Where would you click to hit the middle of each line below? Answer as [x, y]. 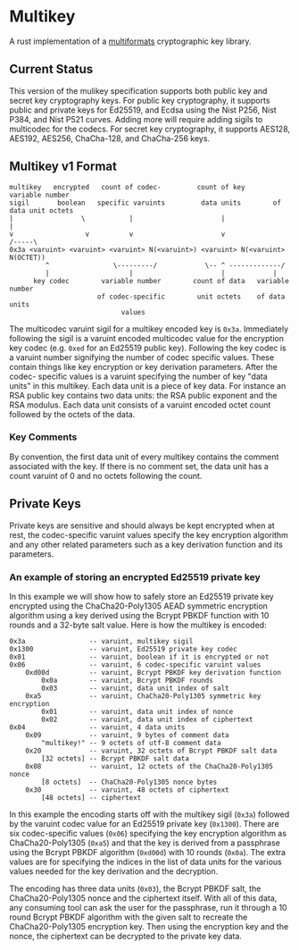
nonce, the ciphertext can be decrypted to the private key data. [126, 936]
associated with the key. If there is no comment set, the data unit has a [139, 466]
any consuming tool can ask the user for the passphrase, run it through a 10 [148, 907]
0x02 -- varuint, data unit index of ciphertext [147, 719]
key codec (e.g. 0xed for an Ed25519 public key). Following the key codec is [148, 348]
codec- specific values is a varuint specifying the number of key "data [138, 376]
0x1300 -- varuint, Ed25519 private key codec [124, 649]
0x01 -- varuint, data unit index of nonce [137, 711]
